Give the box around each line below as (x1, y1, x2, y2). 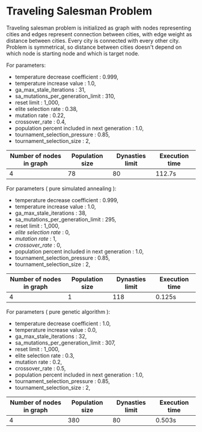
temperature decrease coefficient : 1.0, (14, 320, 111, 327)
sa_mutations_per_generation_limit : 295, (14, 215, 117, 223)
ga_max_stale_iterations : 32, (14, 332, 87, 340)
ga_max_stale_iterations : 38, (14, 209, 87, 217)
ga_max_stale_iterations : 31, (14, 86, 86, 93)
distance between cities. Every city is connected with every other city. (6, 37, 180, 44)
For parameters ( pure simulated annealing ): (6, 185, 117, 192)
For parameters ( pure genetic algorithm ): (6, 308, 110, 315)
